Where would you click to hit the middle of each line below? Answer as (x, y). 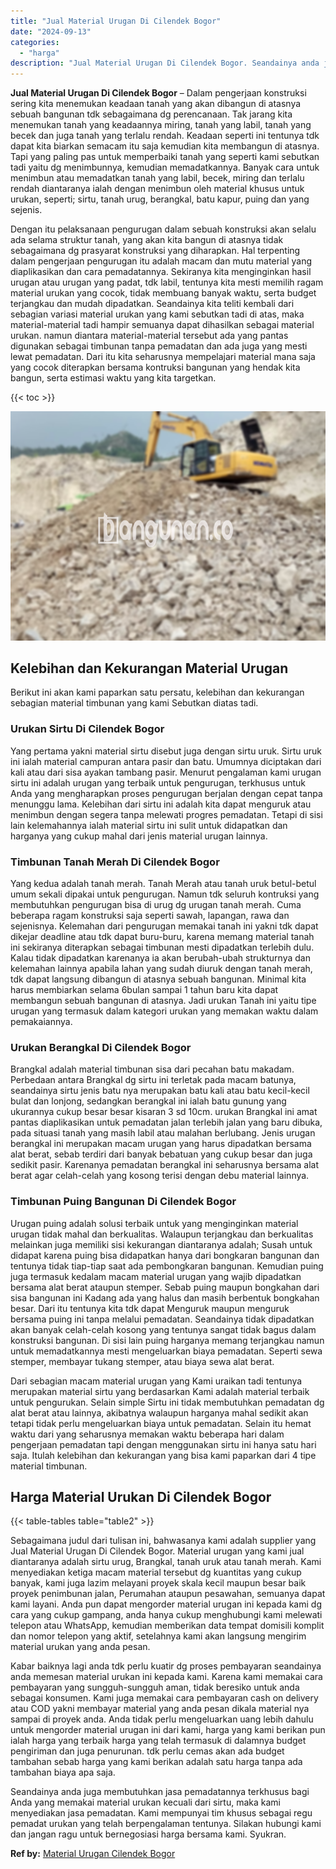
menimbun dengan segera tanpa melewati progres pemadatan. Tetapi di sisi (166, 814)
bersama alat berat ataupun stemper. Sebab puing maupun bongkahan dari (165, 1287)
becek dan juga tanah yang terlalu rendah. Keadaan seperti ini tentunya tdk (165, 136)
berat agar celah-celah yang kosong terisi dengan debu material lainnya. (160, 1176)
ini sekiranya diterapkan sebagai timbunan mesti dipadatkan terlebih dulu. (162, 947)
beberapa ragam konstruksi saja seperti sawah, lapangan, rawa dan (150, 916)
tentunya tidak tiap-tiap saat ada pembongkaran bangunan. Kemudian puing (167, 1266)
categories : (35, 42)
